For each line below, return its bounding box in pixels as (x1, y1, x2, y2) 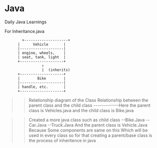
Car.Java (28, 122, 47, 128)
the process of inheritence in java (28, 137, 96, 143)
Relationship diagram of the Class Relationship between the (28, 97, 149, 103)
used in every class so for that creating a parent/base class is (28, 132, 153, 138)
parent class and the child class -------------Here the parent (28, 102, 151, 108)
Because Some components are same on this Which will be (28, 127, 148, 133)
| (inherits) (41, 67, 70, 72)
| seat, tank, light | (17, 54, 66, 60)
